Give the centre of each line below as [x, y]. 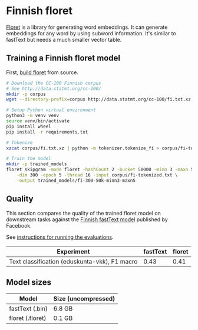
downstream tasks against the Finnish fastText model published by [87, 219]
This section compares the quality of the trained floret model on [83, 213]
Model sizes [29, 282]
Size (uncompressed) [84, 299]
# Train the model [29, 159]
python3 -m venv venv [33, 116]
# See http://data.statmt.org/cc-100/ [54, 89]
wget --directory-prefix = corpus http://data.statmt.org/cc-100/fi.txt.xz [99, 99]
